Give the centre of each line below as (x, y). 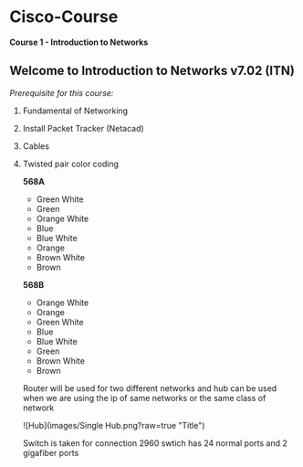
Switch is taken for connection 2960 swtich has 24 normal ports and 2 (155, 443)
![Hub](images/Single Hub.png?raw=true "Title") (114, 425)
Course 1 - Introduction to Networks (79, 42)
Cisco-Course (64, 17)
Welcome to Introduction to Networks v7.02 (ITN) (152, 71)
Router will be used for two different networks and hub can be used (150, 388)
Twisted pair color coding (71, 164)
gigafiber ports (51, 452)
